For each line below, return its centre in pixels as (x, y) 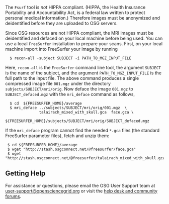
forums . (13, 196)
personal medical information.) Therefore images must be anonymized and (82, 18)
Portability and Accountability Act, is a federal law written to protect (75, 13)
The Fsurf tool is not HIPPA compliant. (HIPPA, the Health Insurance (75, 7)
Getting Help (25, 174)
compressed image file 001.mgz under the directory (58, 83)
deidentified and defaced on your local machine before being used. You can (84, 38)
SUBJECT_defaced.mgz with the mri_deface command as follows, (70, 94)
